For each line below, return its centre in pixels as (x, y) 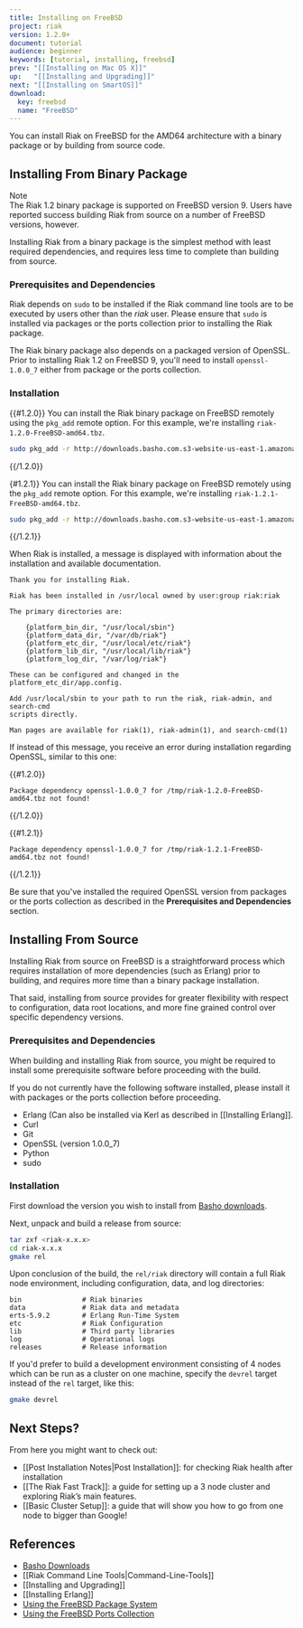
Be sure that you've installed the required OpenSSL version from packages (148, 892)
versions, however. (44, 225)
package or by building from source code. (87, 146)
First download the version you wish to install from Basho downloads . (138, 1205)
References (42, 1543)
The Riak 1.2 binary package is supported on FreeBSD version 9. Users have (151, 205)
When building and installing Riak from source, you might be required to (142, 1060)
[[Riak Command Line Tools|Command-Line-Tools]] (118, 1575)
